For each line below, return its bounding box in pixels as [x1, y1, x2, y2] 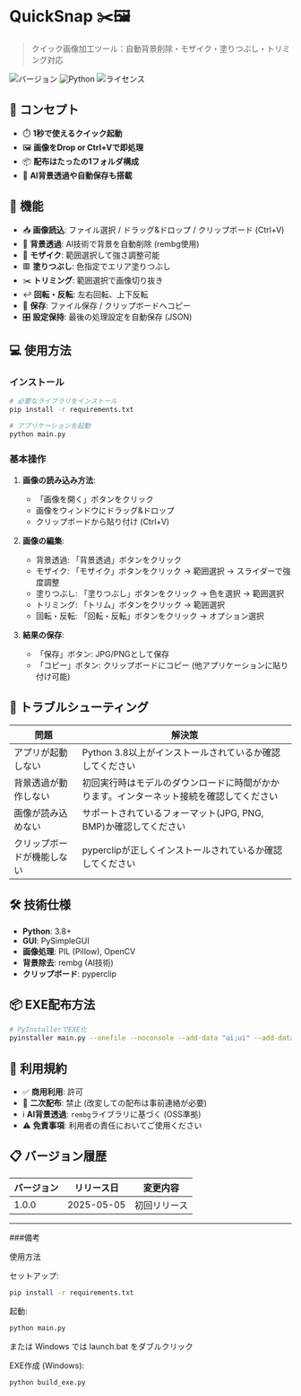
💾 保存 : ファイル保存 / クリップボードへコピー [21, 300, 191, 311]
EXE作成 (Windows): [9, 1360, 85, 1371]
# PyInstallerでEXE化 [9, 1025, 88, 1034]
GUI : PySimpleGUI [21, 935, 90, 946]
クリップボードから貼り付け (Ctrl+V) [35, 516, 170, 527]
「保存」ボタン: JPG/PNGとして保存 [35, 649, 170, 660]
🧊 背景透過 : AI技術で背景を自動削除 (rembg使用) [21, 238, 200, 249]
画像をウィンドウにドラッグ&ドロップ [35, 505, 175, 516]
